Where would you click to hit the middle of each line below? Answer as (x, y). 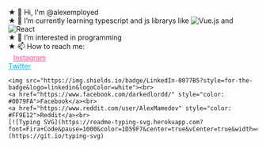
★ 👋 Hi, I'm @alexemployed (53, 12)
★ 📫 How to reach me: (47, 46)
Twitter (20, 66)
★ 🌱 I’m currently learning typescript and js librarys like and (121, 21)
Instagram (29, 58)
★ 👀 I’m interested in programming (65, 37)
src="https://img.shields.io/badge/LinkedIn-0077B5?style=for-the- (139, 81)
